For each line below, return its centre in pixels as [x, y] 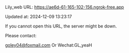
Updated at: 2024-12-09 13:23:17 [39, 16]
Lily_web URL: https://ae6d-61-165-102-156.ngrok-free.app [64, 7]
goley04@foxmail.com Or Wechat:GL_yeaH [49, 45]
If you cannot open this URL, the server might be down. [61, 26]
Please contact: [21, 36]
